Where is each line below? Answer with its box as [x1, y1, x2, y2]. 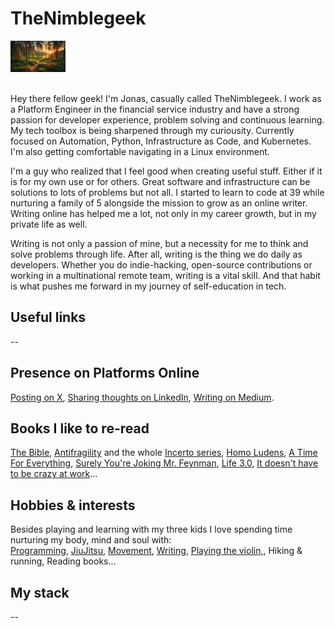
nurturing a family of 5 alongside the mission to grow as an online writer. [10, 197, 308, 209]
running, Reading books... [10, 555, 117, 567]
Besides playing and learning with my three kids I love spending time [10, 523, 293, 536]
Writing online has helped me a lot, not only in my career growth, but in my [10, 207, 317, 219]
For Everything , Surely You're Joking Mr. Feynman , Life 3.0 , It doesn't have [10, 457, 319, 469]
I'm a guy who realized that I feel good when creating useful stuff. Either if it [10, 165, 323, 177]
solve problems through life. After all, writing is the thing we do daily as [10, 248, 303, 260]
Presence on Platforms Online [10, 365, 200, 382]
